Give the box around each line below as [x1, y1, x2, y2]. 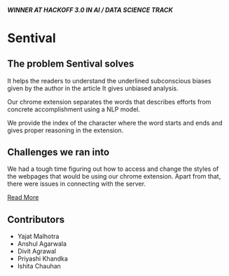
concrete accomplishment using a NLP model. [7, 105, 140, 113]
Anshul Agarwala [17, 240, 67, 248]
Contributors [7, 214, 65, 226]
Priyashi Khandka [17, 254, 69, 263]
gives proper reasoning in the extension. [7, 126, 124, 134]
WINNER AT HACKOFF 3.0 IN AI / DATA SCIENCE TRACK [7, 6, 173, 14]
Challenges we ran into [7, 146, 110, 158]
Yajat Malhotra [17, 232, 60, 241]
